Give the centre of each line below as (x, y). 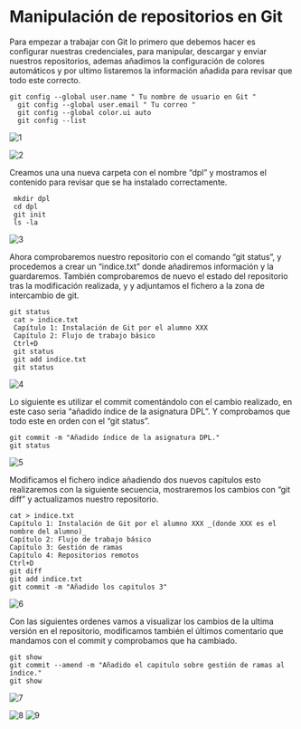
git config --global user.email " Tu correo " (107, 105)
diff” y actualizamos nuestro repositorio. (84, 499)
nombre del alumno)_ (48, 532)
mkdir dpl (32, 198)
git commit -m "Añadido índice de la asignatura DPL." (115, 437)
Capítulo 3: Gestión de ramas (66, 547)
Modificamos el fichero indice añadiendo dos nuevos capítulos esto (135, 480)
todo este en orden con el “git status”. (80, 421)
